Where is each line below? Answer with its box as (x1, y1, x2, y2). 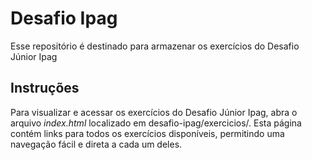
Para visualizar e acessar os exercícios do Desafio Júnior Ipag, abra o (10, 106, 298, 118)
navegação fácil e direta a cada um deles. (10, 138, 183, 150)
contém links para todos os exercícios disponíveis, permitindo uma (10, 127, 285, 139)
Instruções (10, 80, 80, 97)
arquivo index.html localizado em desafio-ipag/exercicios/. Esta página (10, 117, 302, 129)
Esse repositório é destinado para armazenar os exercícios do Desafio (10, 40, 300, 52)
